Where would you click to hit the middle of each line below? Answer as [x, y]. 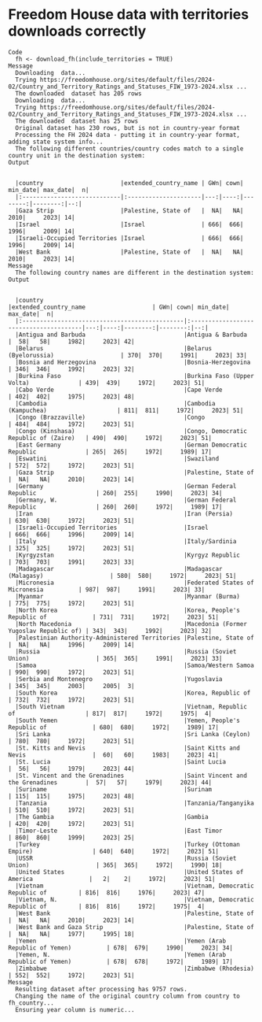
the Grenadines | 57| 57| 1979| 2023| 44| [110, 782]
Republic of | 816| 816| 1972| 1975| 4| [107, 906]
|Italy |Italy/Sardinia [126, 541]
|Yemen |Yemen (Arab [120, 941]
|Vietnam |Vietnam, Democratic [135, 886]
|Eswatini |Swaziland [117, 458]
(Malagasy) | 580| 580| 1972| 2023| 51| [122, 576]
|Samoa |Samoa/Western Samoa [135, 665]
